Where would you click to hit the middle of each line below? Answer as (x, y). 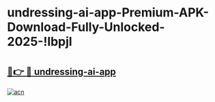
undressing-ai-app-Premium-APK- (108, 13)
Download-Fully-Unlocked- (86, 27)
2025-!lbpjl (40, 42)
